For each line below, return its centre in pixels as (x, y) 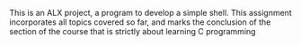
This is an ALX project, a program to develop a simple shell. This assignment (150, 13)
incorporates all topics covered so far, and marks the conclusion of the (140, 22)
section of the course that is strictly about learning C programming (133, 31)
